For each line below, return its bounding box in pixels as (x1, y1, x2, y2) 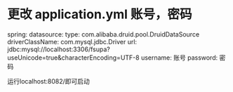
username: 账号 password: (140, 53, 218, 62)
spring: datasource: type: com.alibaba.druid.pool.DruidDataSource (7, 29, 200, 39)
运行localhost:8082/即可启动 (7, 77, 90, 85)
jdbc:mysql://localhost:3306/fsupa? (7, 45, 110, 53)
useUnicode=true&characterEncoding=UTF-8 (7, 53, 140, 62)
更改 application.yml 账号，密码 (7, 6, 192, 22)
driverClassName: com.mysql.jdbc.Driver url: (7, 37, 138, 46)
